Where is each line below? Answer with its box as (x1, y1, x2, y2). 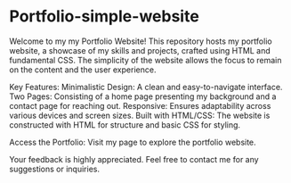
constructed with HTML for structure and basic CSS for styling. (9, 119, 241, 130)
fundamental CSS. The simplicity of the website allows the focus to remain (9, 54, 282, 65)
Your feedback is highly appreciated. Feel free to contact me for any (9, 154, 260, 164)
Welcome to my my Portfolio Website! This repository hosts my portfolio (9, 36, 273, 46)
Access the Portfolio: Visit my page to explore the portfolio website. (9, 137, 256, 147)
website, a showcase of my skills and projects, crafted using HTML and (9, 45, 271, 55)
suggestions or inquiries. (9, 163, 101, 174)
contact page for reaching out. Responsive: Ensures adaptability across (9, 100, 271, 111)
